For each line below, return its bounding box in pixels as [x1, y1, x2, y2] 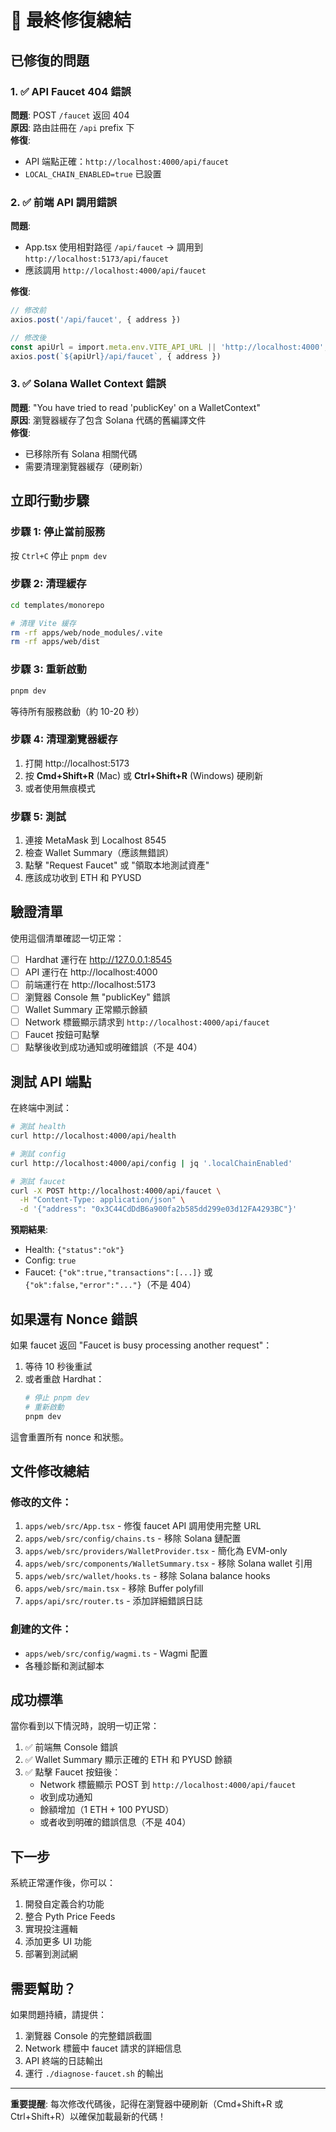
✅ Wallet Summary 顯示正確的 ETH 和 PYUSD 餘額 [24, 1754, 233, 1766]
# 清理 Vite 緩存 [10, 618, 77, 628]
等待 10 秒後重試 [24, 1361, 93, 1373]
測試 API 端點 [10, 1073, 92, 1090]
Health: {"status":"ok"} [24, 1244, 125, 1256]
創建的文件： [10, 1622, 73, 1636]
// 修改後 [10, 332, 47, 343]
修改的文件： [10, 1495, 73, 1509]
